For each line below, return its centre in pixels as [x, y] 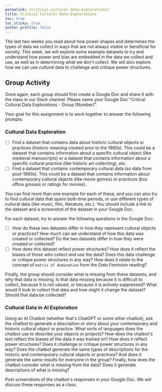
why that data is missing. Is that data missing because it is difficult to [74, 280]
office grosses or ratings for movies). [49, 184]
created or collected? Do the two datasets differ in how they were [78, 239]
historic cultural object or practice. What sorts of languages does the [74, 328]
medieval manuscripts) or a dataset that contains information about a [81, 158]
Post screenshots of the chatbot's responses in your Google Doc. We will [78, 379]
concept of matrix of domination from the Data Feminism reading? [79, 265]
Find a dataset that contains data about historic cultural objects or [78, 143]
